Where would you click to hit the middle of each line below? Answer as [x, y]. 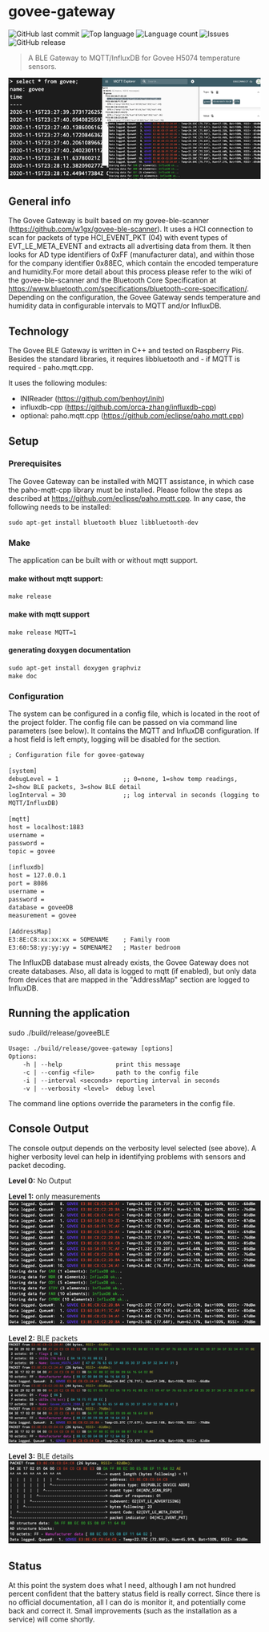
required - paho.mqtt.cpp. [51, 368]
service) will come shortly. [52, 1619]
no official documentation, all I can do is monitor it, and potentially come [127, 1602]
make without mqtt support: [56, 578]
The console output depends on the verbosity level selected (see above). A [132, 1148]
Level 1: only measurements [55, 1196]
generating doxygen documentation [70, 650]
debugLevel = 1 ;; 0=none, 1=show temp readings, [123, 779]
